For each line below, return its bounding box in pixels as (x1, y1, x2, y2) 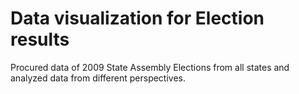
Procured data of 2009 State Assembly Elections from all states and (10, 61, 290, 73)
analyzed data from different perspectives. (10, 72, 187, 84)
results (10, 28, 70, 51)
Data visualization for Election (10, 7, 265, 30)
